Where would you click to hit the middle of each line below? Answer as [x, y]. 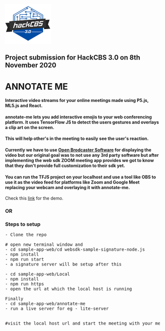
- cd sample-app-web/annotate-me [45, 304]
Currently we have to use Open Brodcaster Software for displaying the [78, 150]
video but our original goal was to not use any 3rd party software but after [82, 155]
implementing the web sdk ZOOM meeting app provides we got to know [80, 160]
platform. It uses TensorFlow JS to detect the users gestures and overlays [82, 122]
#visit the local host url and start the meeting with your [79, 323]
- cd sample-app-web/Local [38, 274]
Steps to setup [23, 224]
